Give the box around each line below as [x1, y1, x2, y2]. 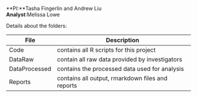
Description [106, 36, 140, 44]
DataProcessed [9, 65, 52, 73]
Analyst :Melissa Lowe [6, 11, 60, 18]
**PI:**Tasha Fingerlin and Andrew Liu [6, 5, 101, 12]
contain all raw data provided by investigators [56, 55, 183, 63]
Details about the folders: [6, 23, 67, 29]
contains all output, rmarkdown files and [56, 74, 168, 82]
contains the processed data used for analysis [56, 65, 184, 73]
